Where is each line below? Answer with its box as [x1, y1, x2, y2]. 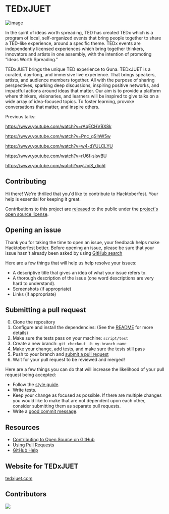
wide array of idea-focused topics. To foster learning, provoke [5, 98, 135, 104]
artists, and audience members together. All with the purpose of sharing [5, 77, 155, 83]
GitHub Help [12, 447, 38, 453]
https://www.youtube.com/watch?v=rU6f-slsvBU [5, 153, 107, 159]
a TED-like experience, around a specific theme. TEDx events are [5, 40, 141, 46]
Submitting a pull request [5, 305, 86, 314]
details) [12, 330, 29, 336]
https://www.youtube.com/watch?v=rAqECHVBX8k [5, 123, 112, 129]
